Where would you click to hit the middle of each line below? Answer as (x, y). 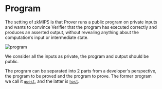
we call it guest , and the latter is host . (42, 81)
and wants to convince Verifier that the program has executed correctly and (81, 27)
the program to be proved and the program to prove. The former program (78, 76)
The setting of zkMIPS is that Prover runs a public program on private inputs (81, 22)
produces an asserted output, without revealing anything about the (72, 32)
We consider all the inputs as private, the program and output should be (77, 56)
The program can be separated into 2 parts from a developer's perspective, (81, 71)
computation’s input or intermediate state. (47, 37)
